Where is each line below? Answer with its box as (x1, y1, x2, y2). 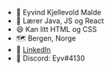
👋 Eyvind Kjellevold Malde (15, 8, 102, 17)
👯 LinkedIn (15, 45, 51, 54)
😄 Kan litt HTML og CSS (15, 25, 98, 34)
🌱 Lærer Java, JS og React (15, 16, 104, 26)
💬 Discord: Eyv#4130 (15, 53, 86, 63)
